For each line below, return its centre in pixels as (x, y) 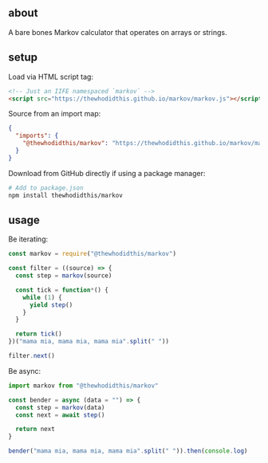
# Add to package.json (46, 188)
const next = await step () (60, 415)
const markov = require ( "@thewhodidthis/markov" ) (93, 254)
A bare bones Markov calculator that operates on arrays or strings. (118, 32)
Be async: (25, 371)
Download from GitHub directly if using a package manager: (107, 173)
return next (35, 430)
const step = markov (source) (64, 276)
